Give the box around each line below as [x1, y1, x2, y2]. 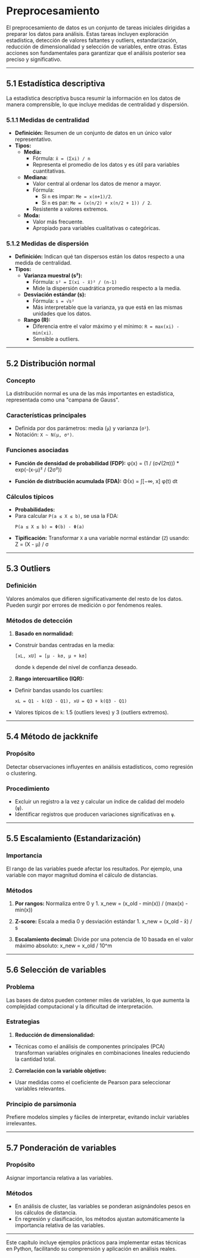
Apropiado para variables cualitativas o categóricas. [32, 225, 161, 232]
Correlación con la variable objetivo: [14, 1067, 107, 1074]
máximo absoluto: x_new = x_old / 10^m [14, 942, 112, 949]
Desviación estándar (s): [23, 291, 86, 298]
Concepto [6, 376, 36, 385]
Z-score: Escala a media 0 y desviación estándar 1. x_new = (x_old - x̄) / [14, 918, 192, 925]
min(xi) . [32, 329, 54, 336]
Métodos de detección [6, 616, 73, 625]
